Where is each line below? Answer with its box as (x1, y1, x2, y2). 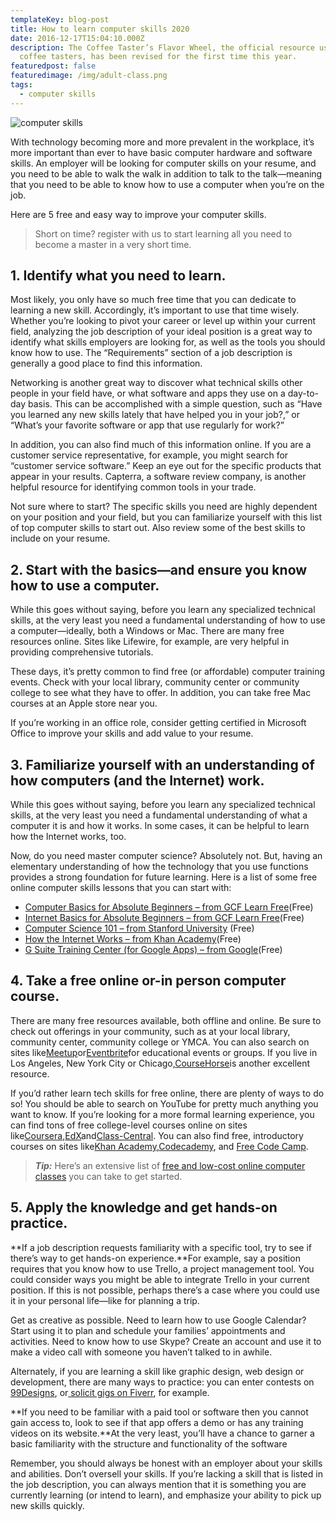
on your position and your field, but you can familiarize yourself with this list (10, 511, 323, 523)
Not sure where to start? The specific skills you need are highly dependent (10, 501, 318, 513)
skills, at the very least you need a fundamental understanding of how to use (10, 614, 326, 626)
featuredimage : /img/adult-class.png (10, 71, 168, 81)
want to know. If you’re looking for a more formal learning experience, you (10, 1108, 315, 1120)
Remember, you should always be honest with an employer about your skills (10, 1457, 323, 1469)
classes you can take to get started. (34, 1170, 183, 1182)
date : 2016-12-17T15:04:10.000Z (10, 33, 145, 43)
